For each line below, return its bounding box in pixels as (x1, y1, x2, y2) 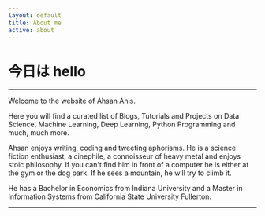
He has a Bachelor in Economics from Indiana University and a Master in (8, 184, 243, 193)
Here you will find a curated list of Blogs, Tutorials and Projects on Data (8, 112, 240, 121)
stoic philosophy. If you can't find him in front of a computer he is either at (8, 160, 249, 170)
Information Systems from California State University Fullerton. (8, 192, 211, 201)
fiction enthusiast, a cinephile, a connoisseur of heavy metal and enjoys (8, 152, 241, 161)
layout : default (8, 11, 62, 20)
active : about (8, 26, 55, 34)
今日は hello (8, 62, 87, 80)
